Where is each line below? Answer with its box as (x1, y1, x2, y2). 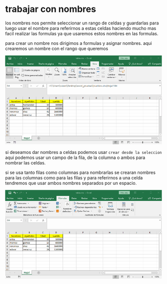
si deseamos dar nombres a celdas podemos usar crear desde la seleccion (5, 149, 163, 155)
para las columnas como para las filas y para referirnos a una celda (5, 174, 143, 180)
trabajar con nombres (5, 3, 96, 15)
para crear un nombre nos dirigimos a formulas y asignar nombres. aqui (5, 40, 153, 46)
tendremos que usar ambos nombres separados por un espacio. (5, 180, 137, 186)
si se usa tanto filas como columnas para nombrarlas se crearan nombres (5, 169, 156, 175)
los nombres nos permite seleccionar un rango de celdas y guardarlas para (5, 20, 159, 26)
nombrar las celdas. (5, 159, 46, 165)
